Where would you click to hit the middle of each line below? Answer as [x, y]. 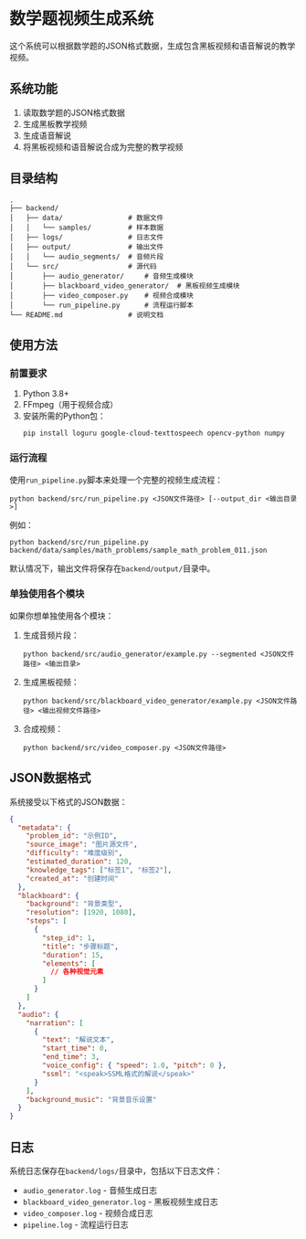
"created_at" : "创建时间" [72, 878]
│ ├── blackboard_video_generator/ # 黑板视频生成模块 [125, 286]
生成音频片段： [51, 635]
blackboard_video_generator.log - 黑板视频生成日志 [120, 1202]
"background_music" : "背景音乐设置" [91, 1099]
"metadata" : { [44, 828]
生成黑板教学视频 [55, 123]
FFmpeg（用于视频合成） [70, 405]
